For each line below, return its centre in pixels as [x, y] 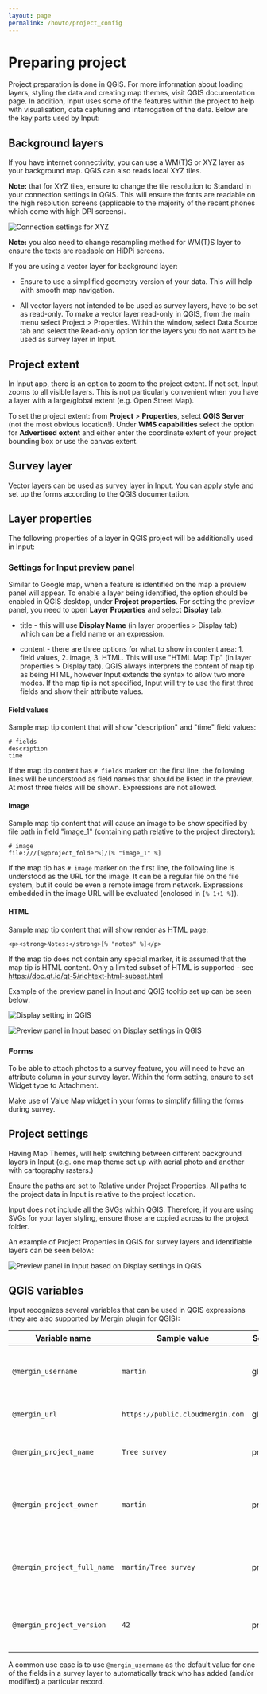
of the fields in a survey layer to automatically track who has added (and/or [131, 1673]
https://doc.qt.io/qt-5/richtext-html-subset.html [86, 976]
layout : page [30, 16]
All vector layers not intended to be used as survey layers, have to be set [139, 306]
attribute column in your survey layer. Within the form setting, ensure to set [131, 1077]
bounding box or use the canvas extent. [74, 442]
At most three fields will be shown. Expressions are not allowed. [112, 788]
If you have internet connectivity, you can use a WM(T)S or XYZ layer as [126, 162]
